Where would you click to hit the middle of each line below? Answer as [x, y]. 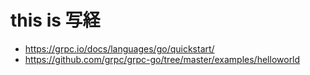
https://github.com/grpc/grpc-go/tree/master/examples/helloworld [162, 59]
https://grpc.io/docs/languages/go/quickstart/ [119, 48]
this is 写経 [55, 20]
